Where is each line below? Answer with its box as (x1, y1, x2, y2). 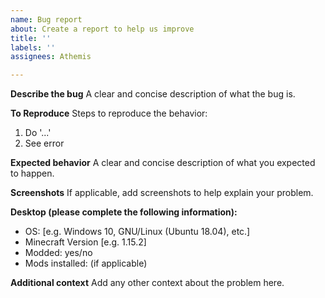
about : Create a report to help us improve (10, 24, 195, 34)
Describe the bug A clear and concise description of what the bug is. (10, 88, 296, 100)
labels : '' (10, 42, 56, 53)
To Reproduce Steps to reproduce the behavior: (10, 107, 208, 120)
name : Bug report (10, 14, 83, 25)
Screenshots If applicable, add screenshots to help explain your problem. (10, 187, 314, 199)
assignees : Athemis (10, 52, 92, 62)
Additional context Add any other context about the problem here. (10, 277, 285, 289)
